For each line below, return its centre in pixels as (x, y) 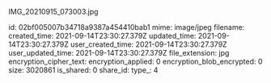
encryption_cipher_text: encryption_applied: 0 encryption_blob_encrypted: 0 (135, 61)
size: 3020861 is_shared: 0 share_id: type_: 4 (83, 70)
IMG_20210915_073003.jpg (53, 12)
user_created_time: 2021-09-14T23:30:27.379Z (149, 44)
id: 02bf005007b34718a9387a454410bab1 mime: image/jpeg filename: (127, 27)
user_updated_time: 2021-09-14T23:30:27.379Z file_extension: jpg (119, 53)
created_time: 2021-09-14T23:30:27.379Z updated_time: (102, 36)
